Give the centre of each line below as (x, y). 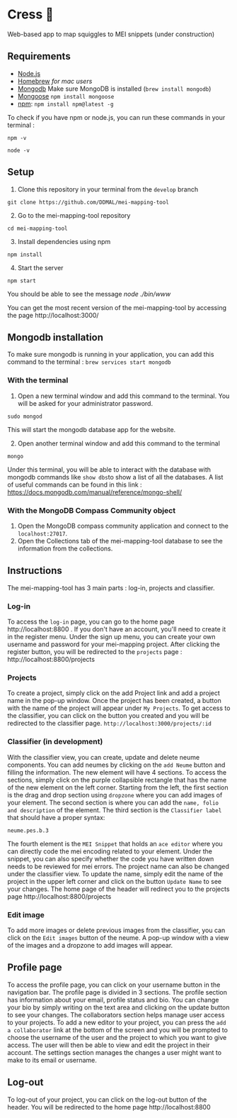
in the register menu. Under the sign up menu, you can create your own (111, 637)
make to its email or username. (52, 1060)
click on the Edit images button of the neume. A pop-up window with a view (118, 937)
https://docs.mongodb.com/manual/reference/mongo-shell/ (95, 492)
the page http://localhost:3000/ (53, 315)
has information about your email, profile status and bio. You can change (113, 1000)
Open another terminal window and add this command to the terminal (119, 443)
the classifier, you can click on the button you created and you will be (108, 716)
